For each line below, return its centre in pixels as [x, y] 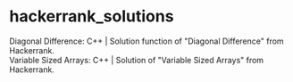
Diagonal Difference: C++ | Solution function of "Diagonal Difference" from [146, 41]
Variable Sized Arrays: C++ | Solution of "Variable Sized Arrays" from [137, 60]
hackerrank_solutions [92, 16]
